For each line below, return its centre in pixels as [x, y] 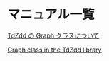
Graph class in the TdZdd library [54, 50]
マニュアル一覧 [51, 15]
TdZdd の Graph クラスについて [53, 35]
